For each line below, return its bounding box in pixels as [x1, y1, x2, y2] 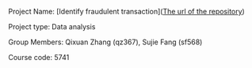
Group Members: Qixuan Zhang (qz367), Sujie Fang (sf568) [8, 37, 203, 47]
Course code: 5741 [8, 53, 70, 62]
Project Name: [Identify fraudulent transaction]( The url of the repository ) [8, 7, 246, 16]
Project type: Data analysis [8, 22, 96, 31]
